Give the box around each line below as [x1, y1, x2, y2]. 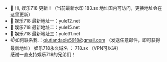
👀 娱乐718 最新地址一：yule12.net [10, 18, 80, 24]
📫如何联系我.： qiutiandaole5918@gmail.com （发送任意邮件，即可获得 [10, 37, 160, 43]
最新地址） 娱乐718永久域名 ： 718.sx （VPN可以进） [10, 45, 122, 51]
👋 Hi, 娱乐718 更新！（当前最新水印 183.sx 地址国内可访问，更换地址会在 [10, 5, 162, 11]
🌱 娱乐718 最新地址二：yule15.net [10, 24, 80, 30]
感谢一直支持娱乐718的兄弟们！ [10, 51, 76, 57]
